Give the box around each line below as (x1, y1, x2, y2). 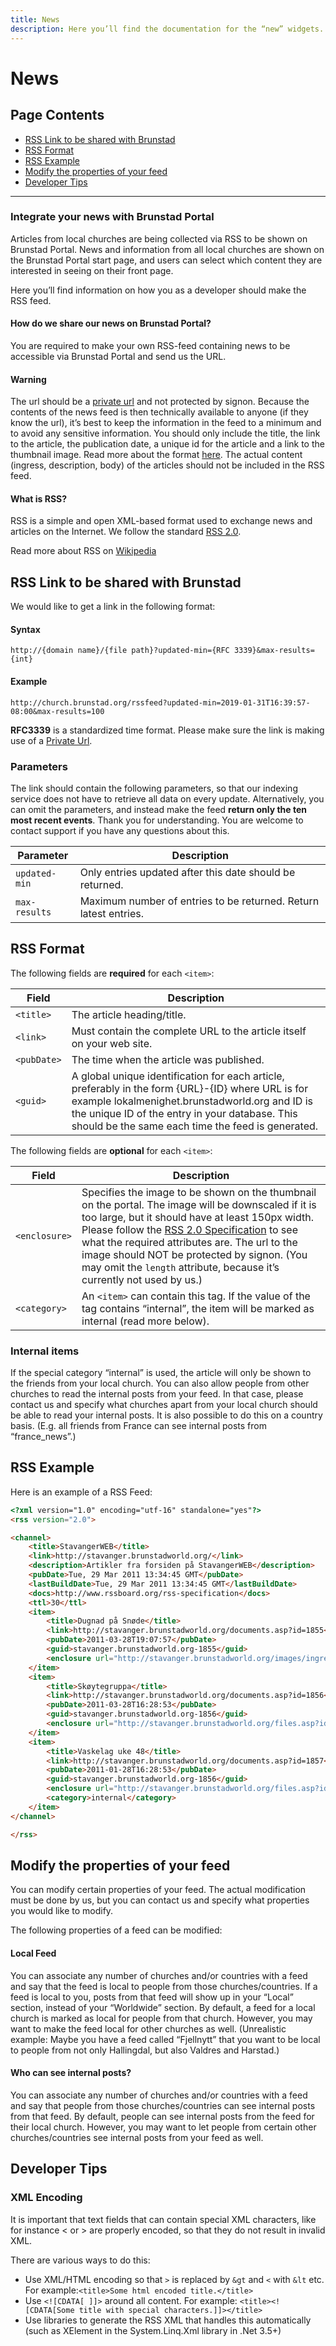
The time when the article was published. (71, 1052, 265, 1066)
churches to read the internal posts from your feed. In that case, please (10, 1388, 304, 1400)
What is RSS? (10, 492, 68, 505)
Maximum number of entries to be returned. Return (79, 894, 320, 908)
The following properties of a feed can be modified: (10, 1924, 223, 1936)
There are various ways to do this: (10, 2254, 151, 2266)
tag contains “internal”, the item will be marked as (81, 1301, 315, 1315)
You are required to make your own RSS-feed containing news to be (10, 340, 291, 351)
